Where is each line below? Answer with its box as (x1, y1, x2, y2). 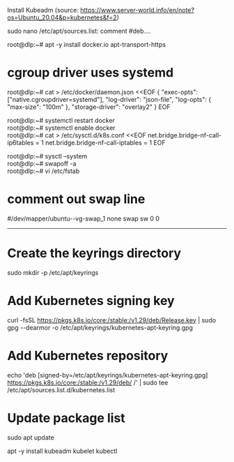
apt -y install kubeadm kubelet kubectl (7, 447, 118, 455)
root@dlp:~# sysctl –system (7, 151, 88, 160)
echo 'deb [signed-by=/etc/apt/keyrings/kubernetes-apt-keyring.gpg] (7, 371, 208, 379)
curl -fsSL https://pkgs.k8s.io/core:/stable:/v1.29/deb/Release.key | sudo (7, 315, 217, 324)
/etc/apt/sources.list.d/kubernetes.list (7, 385, 116, 394)
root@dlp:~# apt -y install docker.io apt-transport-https (7, 40, 166, 48)
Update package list (7, 410, 125, 426)
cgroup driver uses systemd (7, 65, 174, 81)
